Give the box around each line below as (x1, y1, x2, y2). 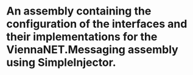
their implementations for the (6, 30, 158, 44)
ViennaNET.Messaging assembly (6, 43, 178, 57)
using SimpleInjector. (6, 56, 117, 70)
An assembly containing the (6, 4, 152, 18)
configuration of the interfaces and (6, 17, 188, 31)
